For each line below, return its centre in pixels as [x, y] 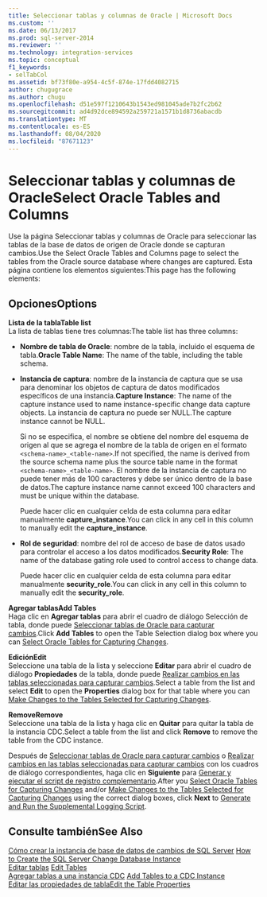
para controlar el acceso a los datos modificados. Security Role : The [132, 552]
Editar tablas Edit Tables [48, 868]
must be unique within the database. [79, 496]
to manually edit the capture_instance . [84, 528]
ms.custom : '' [32, 23]
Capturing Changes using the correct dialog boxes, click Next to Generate [130, 798]
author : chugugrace [41, 89]
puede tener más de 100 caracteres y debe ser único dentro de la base [136, 479]
